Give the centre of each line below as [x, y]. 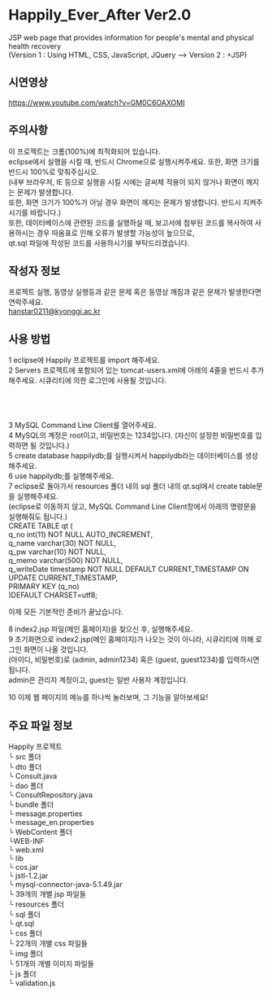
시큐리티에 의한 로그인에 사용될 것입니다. [103, 381]
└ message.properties [45, 814]
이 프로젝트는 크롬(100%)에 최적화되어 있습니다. [84, 151]
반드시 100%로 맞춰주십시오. [54, 172]
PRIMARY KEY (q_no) [44, 587]
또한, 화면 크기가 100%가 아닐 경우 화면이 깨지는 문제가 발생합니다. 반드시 [125, 202]
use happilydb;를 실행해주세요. [65, 476]
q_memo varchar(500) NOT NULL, [66, 561]
